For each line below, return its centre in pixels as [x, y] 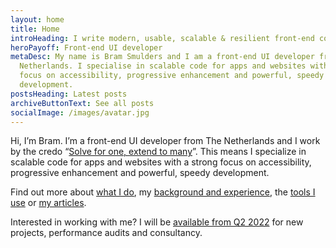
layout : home [37, 19]
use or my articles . [48, 203]
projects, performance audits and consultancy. [106, 233]
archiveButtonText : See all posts [82, 103]
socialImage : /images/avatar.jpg [80, 112]
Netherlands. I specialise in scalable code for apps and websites [163, 66]
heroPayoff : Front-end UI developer [86, 47]
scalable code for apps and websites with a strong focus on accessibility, [161, 162]
